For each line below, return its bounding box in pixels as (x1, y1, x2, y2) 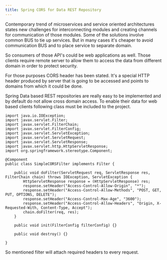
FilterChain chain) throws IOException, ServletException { (5, 174, 133, 179)
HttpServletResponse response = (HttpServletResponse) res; (23, 179, 151, 184)
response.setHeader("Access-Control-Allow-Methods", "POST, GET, (23, 187, 162, 193)
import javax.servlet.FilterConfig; (5, 126, 81, 131)
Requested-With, (5, 205, 39, 210)
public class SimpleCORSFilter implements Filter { (5, 161, 115, 166)
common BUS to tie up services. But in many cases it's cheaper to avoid (5, 37, 154, 43)
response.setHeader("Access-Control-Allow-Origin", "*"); (23, 183, 146, 188)
